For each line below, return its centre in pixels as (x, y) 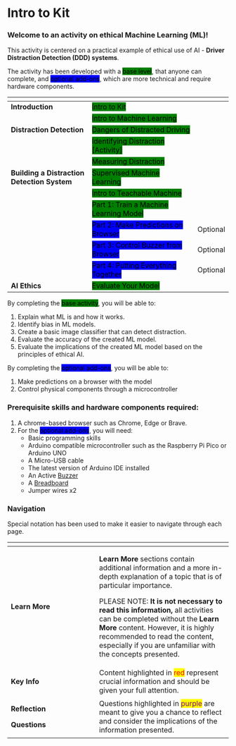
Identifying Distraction (128, 141)
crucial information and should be (155, 682)
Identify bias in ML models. (57, 324)
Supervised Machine (126, 173)
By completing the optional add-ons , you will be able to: (88, 368)
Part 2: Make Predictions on (138, 225)
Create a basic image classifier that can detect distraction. (102, 332)
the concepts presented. (140, 654)
